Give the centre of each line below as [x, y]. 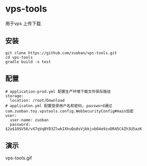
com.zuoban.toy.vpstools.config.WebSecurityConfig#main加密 [69, 111]
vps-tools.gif [19, 158]
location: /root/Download [37, 100]
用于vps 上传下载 [23, 23]
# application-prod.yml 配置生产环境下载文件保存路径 [58, 92]
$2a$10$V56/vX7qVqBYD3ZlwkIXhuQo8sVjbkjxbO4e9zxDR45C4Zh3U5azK [74, 129]
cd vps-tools [19, 57]
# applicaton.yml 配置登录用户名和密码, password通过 [59, 106]
